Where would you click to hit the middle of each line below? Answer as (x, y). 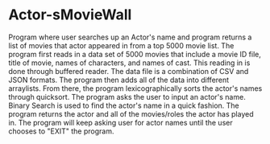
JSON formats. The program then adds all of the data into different (119, 80)
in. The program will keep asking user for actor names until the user (120, 122)
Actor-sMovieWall (70, 15)
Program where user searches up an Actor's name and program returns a (130, 37)
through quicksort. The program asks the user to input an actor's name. (127, 97)
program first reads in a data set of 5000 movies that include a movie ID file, (135, 54)
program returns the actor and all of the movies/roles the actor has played (131, 113)
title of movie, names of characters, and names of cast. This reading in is (129, 63)
